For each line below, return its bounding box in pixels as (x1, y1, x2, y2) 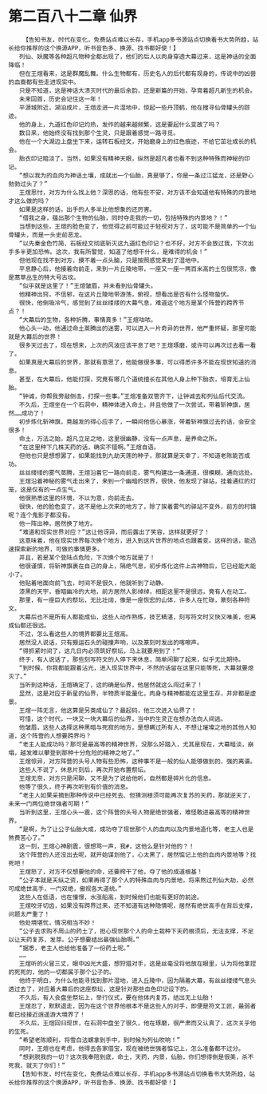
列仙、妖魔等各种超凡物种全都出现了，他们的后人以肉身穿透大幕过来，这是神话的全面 (18, 53, 257, 61)
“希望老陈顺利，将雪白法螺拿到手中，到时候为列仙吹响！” (18, 1036, 181, 1044)
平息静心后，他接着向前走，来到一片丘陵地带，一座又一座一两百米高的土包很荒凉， (18, 265, 251, 273)
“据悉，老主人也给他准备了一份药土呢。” (18, 944, 130, 952)
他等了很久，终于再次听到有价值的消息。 (18, 782, 132, 791)
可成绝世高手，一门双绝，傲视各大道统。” (8, 885, 122, 893)
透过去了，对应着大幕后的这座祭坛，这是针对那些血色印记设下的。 (8, 985, 193, 993)
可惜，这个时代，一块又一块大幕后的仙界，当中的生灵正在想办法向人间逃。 (18, 714, 227, 723)
